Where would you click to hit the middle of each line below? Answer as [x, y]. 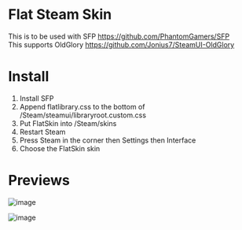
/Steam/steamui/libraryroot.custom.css [83, 115]
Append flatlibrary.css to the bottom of [82, 106]
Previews [39, 181]
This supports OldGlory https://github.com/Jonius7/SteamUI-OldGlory [121, 44]
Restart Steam [42, 132]
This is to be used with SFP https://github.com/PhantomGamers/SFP [119, 36]
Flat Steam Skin [60, 15]
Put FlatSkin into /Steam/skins [68, 123]
